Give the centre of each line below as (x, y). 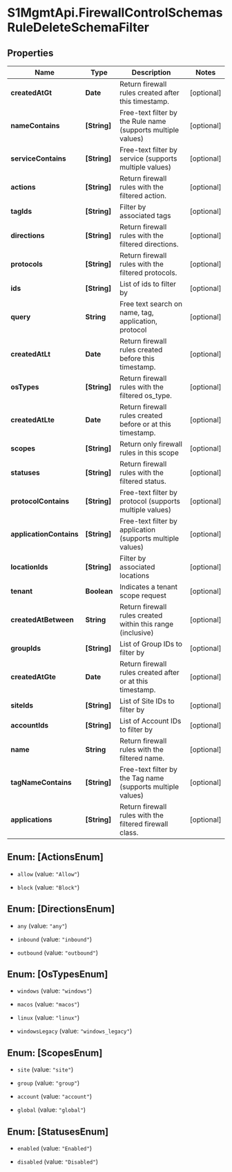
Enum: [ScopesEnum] (55, 1053)
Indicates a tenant (149, 587)
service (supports (148, 159)
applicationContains (45, 534)
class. (129, 832)
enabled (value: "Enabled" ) (54, 1148)
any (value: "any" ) (42, 926)
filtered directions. (149, 244)
